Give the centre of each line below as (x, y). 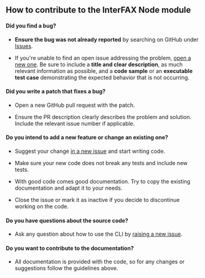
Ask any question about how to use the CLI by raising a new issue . (99, 234)
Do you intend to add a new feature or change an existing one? (87, 137)
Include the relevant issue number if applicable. (75, 123)
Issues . (24, 46)
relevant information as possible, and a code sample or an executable (103, 71)
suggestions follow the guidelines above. (66, 268)
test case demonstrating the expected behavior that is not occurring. (102, 77)
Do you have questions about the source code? (67, 220)
